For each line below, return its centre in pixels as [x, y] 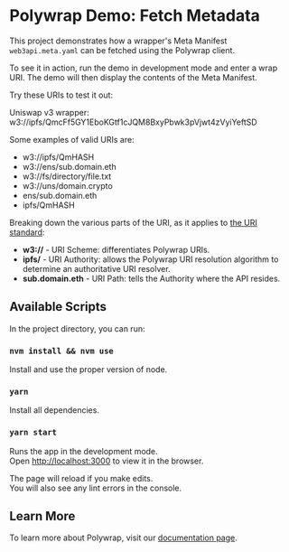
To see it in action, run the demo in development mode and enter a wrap [144, 68]
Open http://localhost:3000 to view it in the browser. [107, 461]
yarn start [33, 433]
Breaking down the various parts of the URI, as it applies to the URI [133, 222]
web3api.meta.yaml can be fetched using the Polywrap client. [122, 50]
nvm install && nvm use [62, 351]
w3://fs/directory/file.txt [67, 176]
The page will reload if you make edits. [81, 478]
